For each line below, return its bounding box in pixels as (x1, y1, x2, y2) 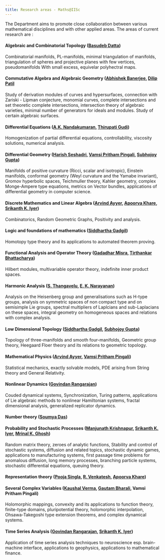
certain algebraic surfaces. (5, 113, 60, 119)
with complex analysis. (5, 315, 52, 321)
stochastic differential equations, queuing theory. (5, 463, 105, 469)
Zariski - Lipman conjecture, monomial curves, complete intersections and (5, 97, 156, 103)
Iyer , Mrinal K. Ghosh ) (5, 431, 51, 436)
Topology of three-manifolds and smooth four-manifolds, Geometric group (5, 337, 157, 343)
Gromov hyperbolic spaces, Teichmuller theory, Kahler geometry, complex (5, 178, 156, 184)
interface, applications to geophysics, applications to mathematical (24, 545, 160, 551)
